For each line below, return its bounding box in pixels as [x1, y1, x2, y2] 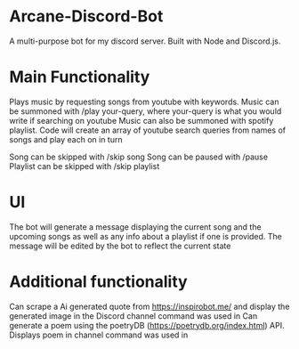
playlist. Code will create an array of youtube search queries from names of [9, 125, 287, 135]
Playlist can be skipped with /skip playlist [9, 160, 160, 171]
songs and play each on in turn [9, 134, 123, 144]
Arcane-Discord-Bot [9, 6, 164, 27]
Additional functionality [9, 272, 189, 291]
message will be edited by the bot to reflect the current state [9, 240, 231, 251]
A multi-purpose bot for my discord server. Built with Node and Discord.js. [9, 36, 281, 46]
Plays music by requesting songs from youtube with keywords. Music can [9, 96, 279, 107]
